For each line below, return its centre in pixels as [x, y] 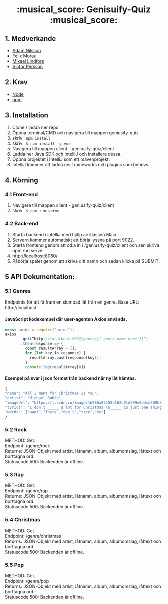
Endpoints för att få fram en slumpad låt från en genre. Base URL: [72, 302]
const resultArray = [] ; [51, 348]
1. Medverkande [31, 38]
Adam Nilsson [27, 50]
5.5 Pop [15, 565]
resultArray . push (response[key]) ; [65, 357]
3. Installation [27, 115]
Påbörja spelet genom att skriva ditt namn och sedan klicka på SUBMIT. [86, 261]
